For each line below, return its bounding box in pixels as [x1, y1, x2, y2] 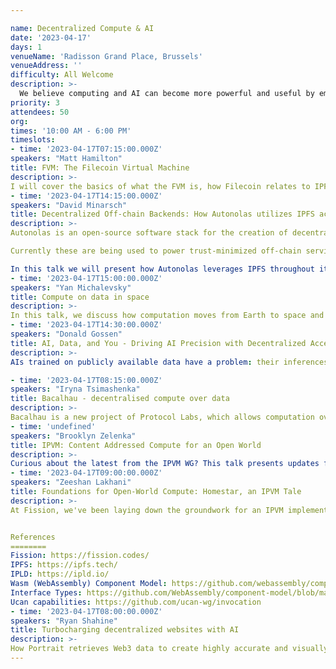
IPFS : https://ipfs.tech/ [10, 560, 118, 570]
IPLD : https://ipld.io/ [10, 569, 110, 580]
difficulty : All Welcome [10, 70, 114, 80]
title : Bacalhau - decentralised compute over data [10, 394, 230, 404]
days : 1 [10, 42, 43, 52]
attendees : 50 [10, 107, 70, 117]
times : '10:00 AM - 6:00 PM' [10, 126, 132, 136]
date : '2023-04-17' [10, 32, 92, 43]
